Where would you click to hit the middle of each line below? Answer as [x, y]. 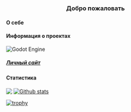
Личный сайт [23, 63]
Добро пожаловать [95, 8]
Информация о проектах [38, 36]
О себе [15, 23]
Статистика [21, 78]
